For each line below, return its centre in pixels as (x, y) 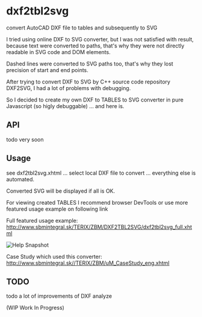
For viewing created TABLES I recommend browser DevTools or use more (97, 202)
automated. (20, 179)
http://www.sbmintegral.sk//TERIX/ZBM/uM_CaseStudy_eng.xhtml (88, 263)
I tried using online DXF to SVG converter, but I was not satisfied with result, (100, 39)
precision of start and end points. (47, 70)
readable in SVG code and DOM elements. (59, 52)
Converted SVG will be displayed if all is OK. (61, 191)
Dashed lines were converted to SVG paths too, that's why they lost (90, 64)
